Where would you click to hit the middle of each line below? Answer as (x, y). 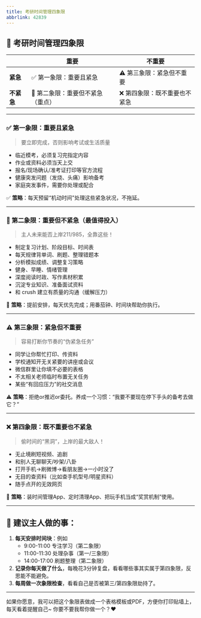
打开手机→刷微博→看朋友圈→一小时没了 (64, 469)
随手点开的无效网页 (39, 484)
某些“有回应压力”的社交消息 (49, 384)
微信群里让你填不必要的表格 (49, 369)
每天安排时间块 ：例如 (41, 538)
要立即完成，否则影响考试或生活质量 (66, 142)
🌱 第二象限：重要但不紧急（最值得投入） (64, 220)
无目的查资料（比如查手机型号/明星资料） (66, 476)
